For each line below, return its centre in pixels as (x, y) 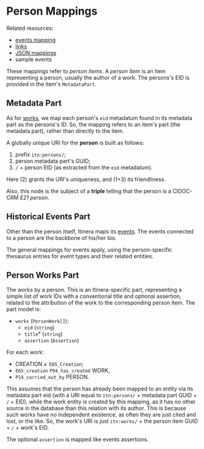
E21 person (34, 197)
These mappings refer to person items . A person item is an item (86, 71)
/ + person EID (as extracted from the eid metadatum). (84, 167)
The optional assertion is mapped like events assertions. (78, 439)
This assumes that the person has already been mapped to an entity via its (100, 389)
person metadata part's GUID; (53, 161)
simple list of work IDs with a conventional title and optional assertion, (94, 296)
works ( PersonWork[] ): (42, 321)
